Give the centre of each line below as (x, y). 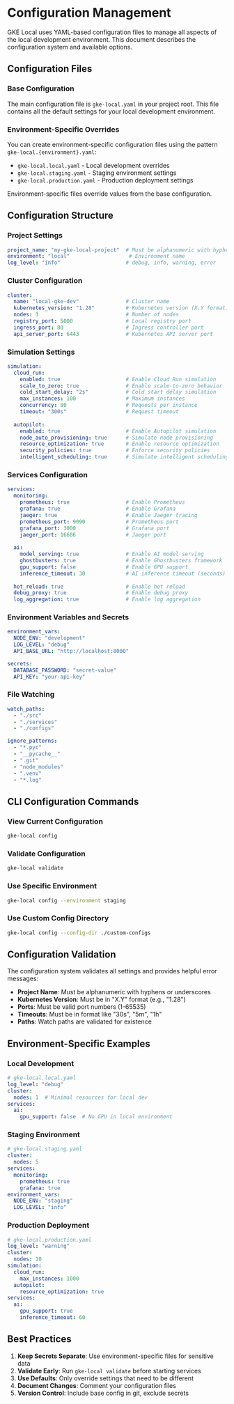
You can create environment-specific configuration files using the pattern (112, 144)
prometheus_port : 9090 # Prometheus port (99, 522)
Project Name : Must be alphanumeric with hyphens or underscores (114, 992)
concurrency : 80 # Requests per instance (109, 406)
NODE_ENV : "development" (49, 638)
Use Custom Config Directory (58, 918)
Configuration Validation (62, 954)
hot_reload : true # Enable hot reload (100, 587)
